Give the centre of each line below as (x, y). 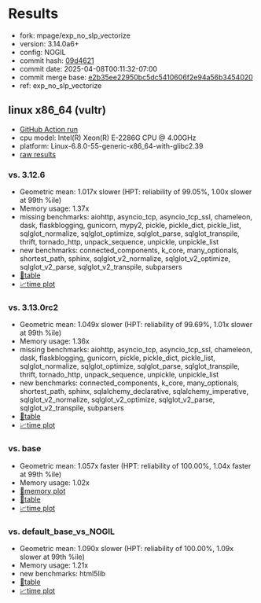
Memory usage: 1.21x (54, 565)
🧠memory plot (42, 491)
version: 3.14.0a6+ (49, 43)
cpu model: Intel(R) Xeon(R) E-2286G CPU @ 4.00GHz (108, 138)
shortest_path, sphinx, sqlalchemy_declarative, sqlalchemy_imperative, (134, 392)
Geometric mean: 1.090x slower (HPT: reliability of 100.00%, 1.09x (127, 548)
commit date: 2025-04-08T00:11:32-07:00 (88, 68)
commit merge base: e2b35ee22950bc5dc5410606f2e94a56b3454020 (136, 77)
